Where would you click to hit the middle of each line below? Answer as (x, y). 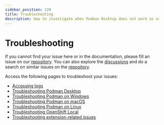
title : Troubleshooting (29, 14)
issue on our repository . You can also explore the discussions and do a (76, 62)
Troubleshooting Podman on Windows (51, 97)
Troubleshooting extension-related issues (54, 117)
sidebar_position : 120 (28, 10)
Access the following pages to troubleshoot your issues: (61, 76)
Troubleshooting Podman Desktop (47, 91)
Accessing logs (28, 86)
